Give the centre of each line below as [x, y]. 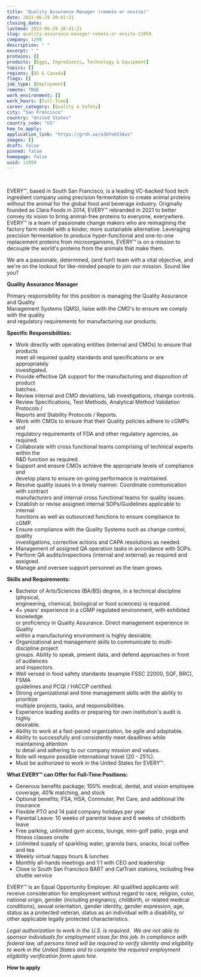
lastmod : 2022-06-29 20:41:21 [45, 28]
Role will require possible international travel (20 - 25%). [85, 757]
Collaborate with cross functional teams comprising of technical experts [104, 447]
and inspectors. [35, 668]
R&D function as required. [47, 459]
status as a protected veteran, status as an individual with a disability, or [95, 913]
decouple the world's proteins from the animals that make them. [86, 248]
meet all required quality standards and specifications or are [89, 357]
